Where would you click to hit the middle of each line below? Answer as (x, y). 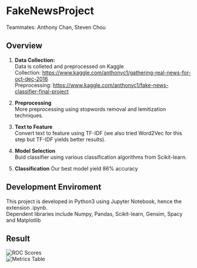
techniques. (29, 115)
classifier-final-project (41, 91)
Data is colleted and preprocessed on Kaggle (69, 66)
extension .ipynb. (27, 207)
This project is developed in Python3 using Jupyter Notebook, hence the (94, 201)
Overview (24, 46)
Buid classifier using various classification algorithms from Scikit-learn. (101, 157)
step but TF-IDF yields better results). (60, 139)
